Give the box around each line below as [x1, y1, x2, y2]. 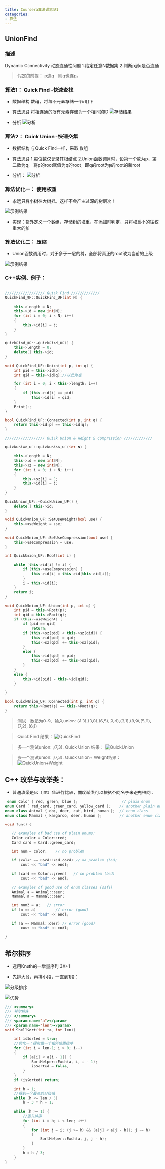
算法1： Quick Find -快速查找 [5, 86, 74, 93]
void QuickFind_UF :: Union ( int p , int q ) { [5, 363, 93, 368]
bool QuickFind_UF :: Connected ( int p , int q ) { [5, 417, 102, 423]
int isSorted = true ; [14, 1036, 58, 1041]
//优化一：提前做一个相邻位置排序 [14, 1041, 74, 1046]
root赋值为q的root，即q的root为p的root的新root [44, 162, 141, 168]
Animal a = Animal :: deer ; [11, 889, 65, 894]
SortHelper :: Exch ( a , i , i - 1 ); [31, 1059, 98, 1065]
